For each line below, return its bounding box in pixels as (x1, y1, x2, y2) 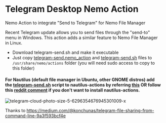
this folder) (12, 65, 35, 71)
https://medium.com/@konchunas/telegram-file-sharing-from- (26, 108, 155, 114)
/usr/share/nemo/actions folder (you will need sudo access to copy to (12, 60, 155, 66)
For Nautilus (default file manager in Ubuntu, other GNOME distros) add (5, 77, 155, 82)
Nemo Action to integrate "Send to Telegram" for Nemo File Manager (5, 20, 146, 26)
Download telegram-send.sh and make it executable (12, 49, 119, 55)
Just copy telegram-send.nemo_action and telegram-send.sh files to (12, 54, 152, 60)
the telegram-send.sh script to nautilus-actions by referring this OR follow (5, 82, 161, 87)
